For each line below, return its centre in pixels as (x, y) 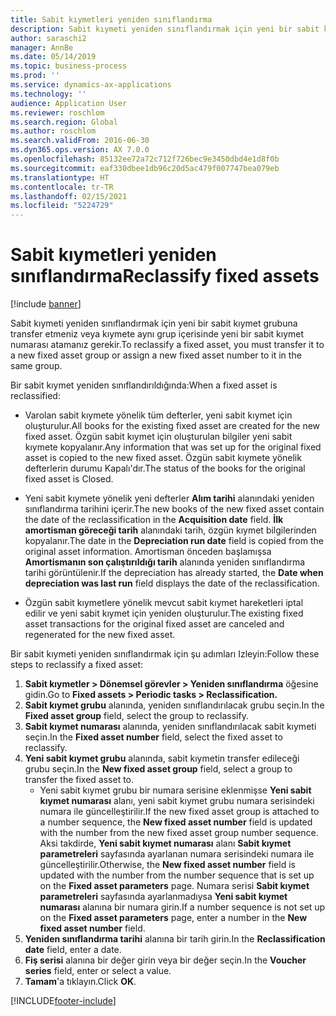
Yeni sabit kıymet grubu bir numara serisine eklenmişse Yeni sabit (175, 790)
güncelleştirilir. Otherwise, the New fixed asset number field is (167, 865)
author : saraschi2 (48, 38)
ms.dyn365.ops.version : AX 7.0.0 (80, 150)
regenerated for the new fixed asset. (100, 635)
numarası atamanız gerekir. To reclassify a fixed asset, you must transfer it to (167, 345)
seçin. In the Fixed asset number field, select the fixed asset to (153, 737)
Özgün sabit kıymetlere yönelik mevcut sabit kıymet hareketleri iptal (164, 603)
